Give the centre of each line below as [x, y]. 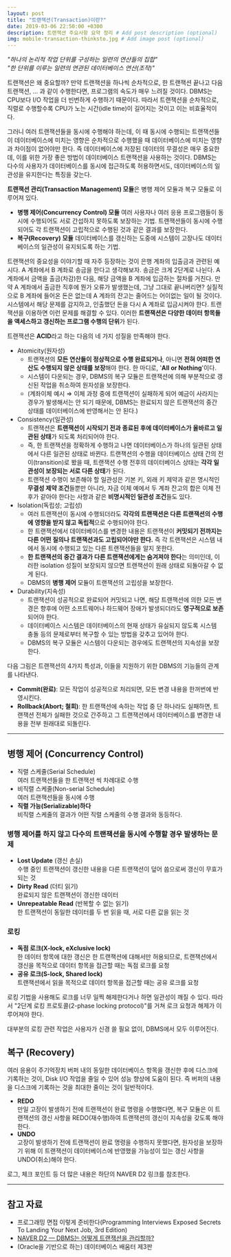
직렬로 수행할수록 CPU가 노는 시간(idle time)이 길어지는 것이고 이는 [97, 109]
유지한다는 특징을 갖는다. [58, 175]
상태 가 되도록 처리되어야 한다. [79, 436]
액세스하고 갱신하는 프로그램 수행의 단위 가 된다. [77, 322]
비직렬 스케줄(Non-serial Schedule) [66, 788]
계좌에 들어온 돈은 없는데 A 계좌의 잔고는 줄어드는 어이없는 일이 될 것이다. [123, 296]
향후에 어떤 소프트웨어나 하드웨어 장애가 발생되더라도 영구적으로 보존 [132, 608]
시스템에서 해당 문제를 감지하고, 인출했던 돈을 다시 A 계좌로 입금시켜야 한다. [108, 304]
